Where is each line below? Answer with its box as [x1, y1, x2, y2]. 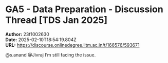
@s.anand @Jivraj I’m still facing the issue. [5, 52, 96, 58]
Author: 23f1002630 [5, 31, 50, 37]
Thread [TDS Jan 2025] [5, 14, 108, 26]
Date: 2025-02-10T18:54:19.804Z [5, 37, 77, 43]
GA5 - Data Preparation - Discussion [5, 4, 163, 15]
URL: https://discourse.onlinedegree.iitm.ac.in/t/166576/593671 [5, 42, 140, 48]
